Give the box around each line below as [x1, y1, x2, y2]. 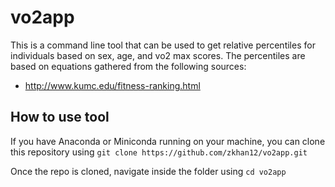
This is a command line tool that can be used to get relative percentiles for [10, 39, 316, 51]
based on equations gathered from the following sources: [10, 60, 247, 72]
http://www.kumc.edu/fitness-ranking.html [24, 79, 201, 91]
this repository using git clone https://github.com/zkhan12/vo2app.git [10, 146, 308, 158]
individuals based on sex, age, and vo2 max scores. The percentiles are [10, 49, 306, 61]
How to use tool [10, 109, 110, 126]
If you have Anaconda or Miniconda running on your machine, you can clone [10, 135, 326, 147]
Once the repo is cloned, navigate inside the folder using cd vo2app [10, 165, 287, 177]
